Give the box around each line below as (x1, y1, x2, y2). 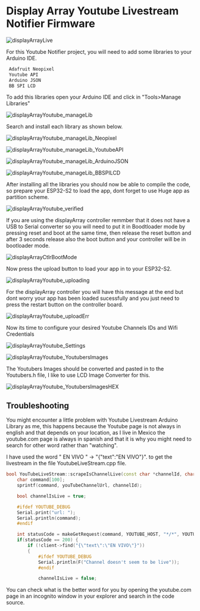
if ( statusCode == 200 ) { (17, 537, 79, 543)
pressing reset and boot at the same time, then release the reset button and (6, 229, 192, 237)
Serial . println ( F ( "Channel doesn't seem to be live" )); (37, 559, 180, 565)
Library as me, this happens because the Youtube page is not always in (6, 423, 181, 430)
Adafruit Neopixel (8, 66, 55, 72)
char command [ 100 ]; (17, 477, 65, 483)
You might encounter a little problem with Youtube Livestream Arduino (6, 416, 179, 423)
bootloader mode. (6, 242, 51, 249)
